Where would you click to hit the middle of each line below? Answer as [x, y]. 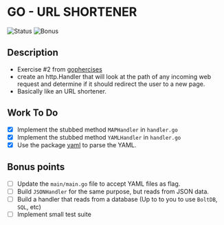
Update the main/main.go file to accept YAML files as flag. [99, 184]
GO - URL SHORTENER [72, 12]
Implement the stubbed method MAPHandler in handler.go [98, 129]
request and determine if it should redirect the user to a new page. [111, 84]
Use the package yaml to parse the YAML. [77, 144]
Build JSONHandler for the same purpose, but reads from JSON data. [113, 191]
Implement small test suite [54, 214]
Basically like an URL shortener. [61, 91]
